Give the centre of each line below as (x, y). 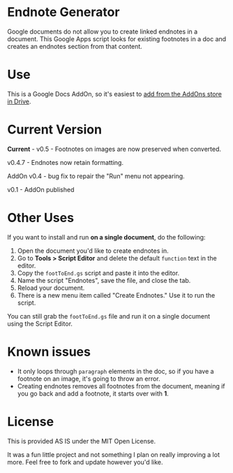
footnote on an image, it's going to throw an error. (89, 379)
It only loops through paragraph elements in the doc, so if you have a (115, 371)
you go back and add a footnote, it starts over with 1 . (93, 393)
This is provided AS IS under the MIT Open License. (82, 441)
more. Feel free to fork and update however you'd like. (85, 462)
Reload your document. (51, 288)
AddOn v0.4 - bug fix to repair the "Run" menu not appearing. (96, 176)
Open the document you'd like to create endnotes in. (93, 250)
